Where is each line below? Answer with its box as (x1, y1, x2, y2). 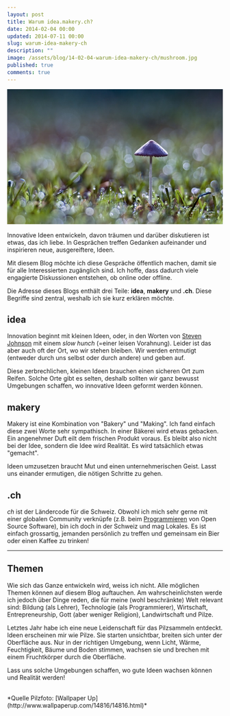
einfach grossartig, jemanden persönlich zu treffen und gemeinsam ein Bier (7, 529, 220, 538)
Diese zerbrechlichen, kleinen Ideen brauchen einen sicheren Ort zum (7, 367, 205, 375)
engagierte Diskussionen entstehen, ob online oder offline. (7, 273, 172, 281)
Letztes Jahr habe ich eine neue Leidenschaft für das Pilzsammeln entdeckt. (7, 623, 223, 632)
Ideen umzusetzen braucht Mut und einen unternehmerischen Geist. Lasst (7, 462, 217, 470)
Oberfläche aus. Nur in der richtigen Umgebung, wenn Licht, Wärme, (7, 638, 201, 646)
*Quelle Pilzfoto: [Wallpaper (7, 693, 86, 702)
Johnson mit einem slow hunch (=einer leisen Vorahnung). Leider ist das (7, 339, 212, 348)
